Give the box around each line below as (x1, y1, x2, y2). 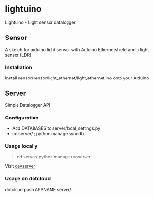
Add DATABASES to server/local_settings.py (12, 125, 101, 131)
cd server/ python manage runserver (17, 154, 91, 159)
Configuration (5, 114, 39, 121)
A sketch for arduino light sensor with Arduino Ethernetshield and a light (5, 46, 149, 52)
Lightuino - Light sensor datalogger (5, 20, 76, 25)
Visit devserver (5, 163, 35, 169)
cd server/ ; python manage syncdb (12, 131, 84, 137)
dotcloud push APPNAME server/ (5, 186, 71, 192)
